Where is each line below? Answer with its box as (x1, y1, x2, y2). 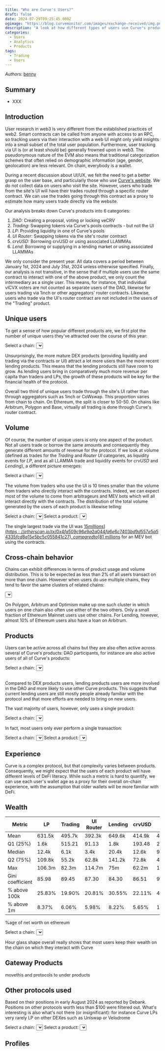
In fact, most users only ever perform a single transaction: (5, 725, 123, 731)
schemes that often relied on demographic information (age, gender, (5, 157, 144, 163)
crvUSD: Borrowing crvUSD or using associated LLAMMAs (12, 238, 131, 244)
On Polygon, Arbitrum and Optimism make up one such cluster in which (5, 602, 150, 608)
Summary (5, 85, 36, 94)
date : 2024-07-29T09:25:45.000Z (5, 16, 71, 21)
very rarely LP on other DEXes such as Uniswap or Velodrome (5, 1015, 131, 1021)
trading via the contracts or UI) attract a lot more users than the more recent (5, 358, 159, 364)
